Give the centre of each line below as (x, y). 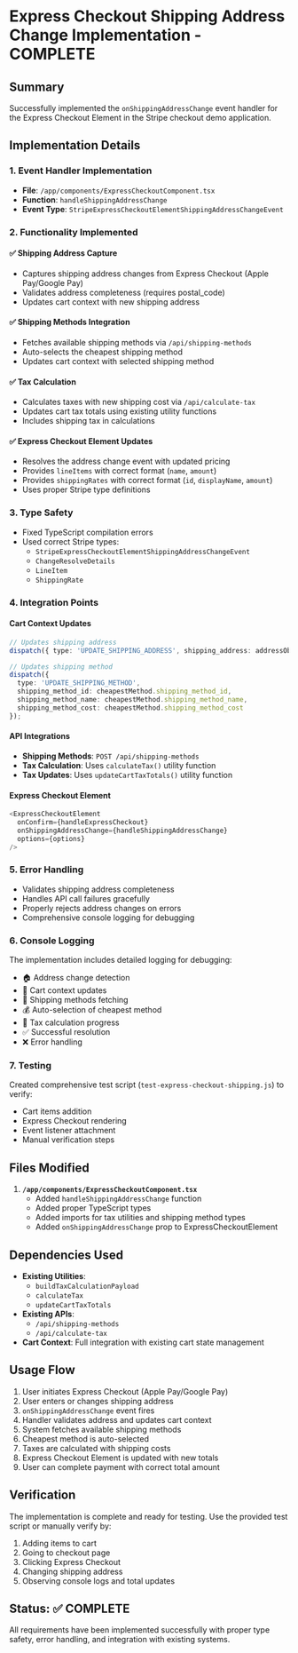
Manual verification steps (68, 1140)
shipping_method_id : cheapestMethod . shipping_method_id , (125, 691)
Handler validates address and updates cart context (117, 1419)
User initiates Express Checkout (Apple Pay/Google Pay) (125, 1391)
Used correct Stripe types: (71, 541)
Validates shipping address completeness (98, 889)
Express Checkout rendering (74, 1121)
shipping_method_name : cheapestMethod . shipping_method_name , (133, 700)
